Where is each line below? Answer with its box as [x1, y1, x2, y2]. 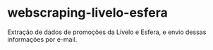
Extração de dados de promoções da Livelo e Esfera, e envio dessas [7, 28, 207, 36]
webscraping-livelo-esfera [7, 5, 168, 21]
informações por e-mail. [7, 35, 78, 43]
